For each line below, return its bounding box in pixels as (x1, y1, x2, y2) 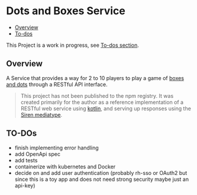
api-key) (14, 182, 35, 189)
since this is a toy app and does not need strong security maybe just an (14, 175, 189, 183)
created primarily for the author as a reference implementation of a (20, 98, 184, 106)
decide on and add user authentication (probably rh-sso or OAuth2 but (14, 169, 188, 176)
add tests (14, 156, 38, 164)
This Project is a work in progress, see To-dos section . (6, 41, 139, 49)
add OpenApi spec (14, 150, 61, 158)
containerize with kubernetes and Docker (14, 163, 116, 170)
